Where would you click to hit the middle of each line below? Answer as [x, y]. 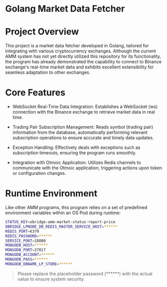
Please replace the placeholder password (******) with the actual [85, 273]
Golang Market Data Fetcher [65, 9]
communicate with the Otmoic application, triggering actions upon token [87, 168]
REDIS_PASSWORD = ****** [29, 236]
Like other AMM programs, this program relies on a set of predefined [76, 207]
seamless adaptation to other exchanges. [48, 72]
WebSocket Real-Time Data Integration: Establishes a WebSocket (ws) [85, 107]
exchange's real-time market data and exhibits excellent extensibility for [79, 67]
